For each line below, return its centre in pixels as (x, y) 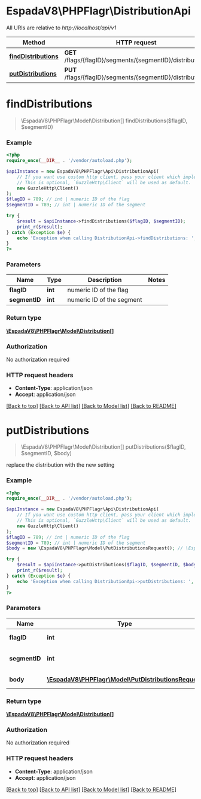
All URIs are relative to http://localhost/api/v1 (61, 28)
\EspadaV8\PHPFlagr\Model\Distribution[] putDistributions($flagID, (103, 447)
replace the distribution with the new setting (60, 465)
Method (34, 42)
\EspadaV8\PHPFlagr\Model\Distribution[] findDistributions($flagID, (104, 121)
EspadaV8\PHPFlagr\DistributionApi (99, 11)
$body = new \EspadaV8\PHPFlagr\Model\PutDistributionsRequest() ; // (95, 548)
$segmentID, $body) (46, 453)
